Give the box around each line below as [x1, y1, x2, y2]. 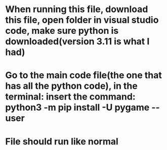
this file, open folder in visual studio [5, 14, 159, 26]
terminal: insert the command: [5, 91, 136, 103]
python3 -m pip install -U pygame [5, 102, 150, 113]
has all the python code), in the [5, 80, 138, 92]
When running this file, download [5, 4, 148, 15]
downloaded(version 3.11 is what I [5, 36, 150, 47]
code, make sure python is [5, 25, 119, 36]
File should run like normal [5, 135, 119, 147]
